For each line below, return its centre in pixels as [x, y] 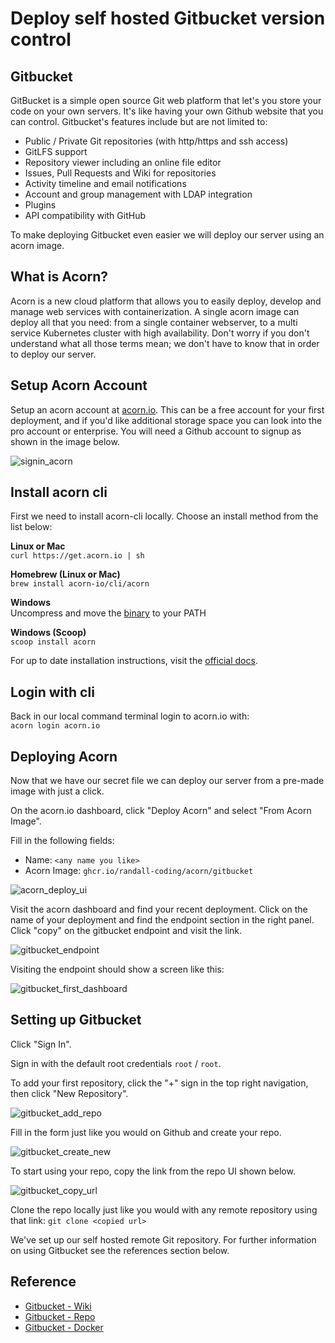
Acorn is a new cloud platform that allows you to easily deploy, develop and [166, 301]
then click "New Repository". [69, 1093]
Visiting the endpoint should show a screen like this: [117, 969]
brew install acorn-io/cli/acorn [80, 584]
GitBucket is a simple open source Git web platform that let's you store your [166, 100]
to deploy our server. [53, 354]
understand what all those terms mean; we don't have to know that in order [165, 343]
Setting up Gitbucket [76, 1020]
